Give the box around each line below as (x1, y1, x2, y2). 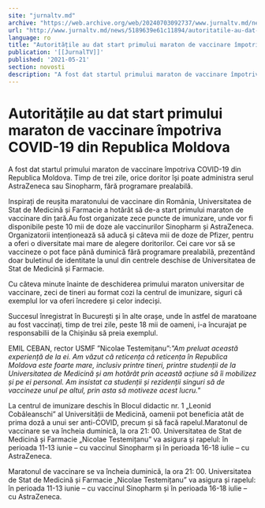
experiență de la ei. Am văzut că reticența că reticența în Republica (8, 351, 228, 361)
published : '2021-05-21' (8, 56, 90, 64)
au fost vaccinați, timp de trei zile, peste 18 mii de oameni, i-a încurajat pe (8, 320, 247, 329)
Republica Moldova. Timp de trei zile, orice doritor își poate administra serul (8, 172, 254, 182)
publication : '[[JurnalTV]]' (8, 48, 104, 56)
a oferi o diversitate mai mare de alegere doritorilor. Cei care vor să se (8, 238, 236, 248)
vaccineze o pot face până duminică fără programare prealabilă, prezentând (8, 247, 256, 256)
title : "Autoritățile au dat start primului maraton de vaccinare (8, 41, 231, 49)
